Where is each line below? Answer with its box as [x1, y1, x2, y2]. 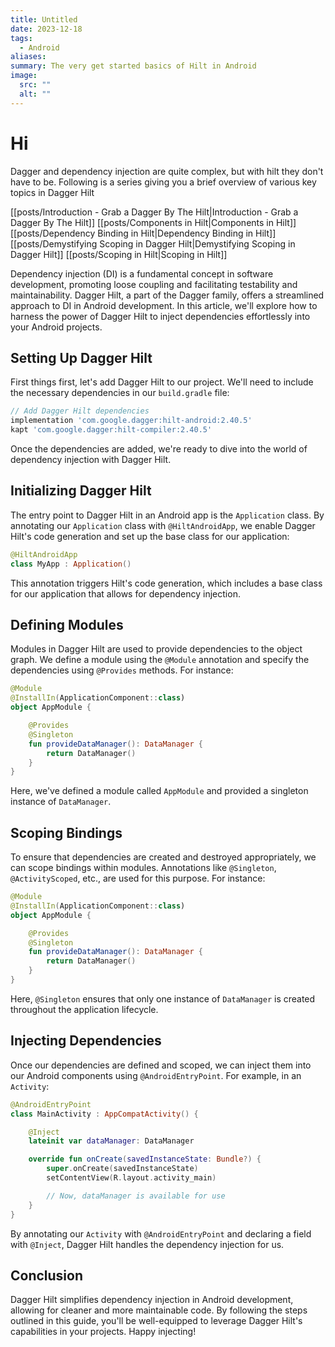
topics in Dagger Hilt [10, 186, 95, 198]
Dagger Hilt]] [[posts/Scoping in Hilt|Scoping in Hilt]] [10, 248, 228, 260]
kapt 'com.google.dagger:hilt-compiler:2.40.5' [10, 425, 213, 435]
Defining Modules [10, 616, 124, 633]
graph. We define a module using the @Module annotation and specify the [10, 654, 310, 666]
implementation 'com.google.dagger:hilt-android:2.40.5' [10, 416, 253, 426]
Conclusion [10, 1267, 84, 1284]
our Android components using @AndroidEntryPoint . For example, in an [10, 1069, 302, 1081]
